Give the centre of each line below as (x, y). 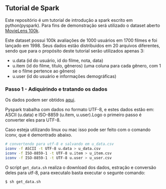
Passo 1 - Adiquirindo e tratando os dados (56, 89)
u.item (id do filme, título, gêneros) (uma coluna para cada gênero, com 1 (86, 65)
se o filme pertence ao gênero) (44, 71)
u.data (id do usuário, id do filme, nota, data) (58, 60)
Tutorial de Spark (32, 8)
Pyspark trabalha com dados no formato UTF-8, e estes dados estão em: (80, 110)
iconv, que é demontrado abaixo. (39, 135)
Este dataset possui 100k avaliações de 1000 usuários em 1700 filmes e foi (81, 40)
